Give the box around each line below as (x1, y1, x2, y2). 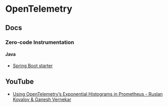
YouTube (5, 77, 34, 86)
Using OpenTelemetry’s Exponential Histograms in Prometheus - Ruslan (12, 91, 163, 97)
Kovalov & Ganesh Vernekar (12, 96, 71, 102)
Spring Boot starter (12, 62, 53, 69)
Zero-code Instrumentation (5, 39, 74, 46)
